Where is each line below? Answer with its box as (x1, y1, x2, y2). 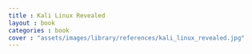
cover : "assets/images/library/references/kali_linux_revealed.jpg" (8, 33, 246, 42)
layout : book (8, 19, 56, 27)
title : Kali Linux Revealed (8, 11, 106, 20)
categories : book (8, 26, 70, 34)
